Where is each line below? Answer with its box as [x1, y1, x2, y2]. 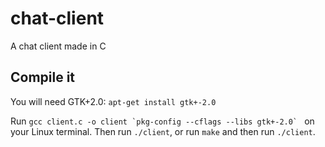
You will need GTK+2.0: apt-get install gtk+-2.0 [10, 95, 217, 107]
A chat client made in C [10, 40, 107, 52]
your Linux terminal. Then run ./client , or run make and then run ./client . [10, 125, 316, 137]
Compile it [10, 69, 76, 86]
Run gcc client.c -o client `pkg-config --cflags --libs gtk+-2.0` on [10, 115, 315, 127]
